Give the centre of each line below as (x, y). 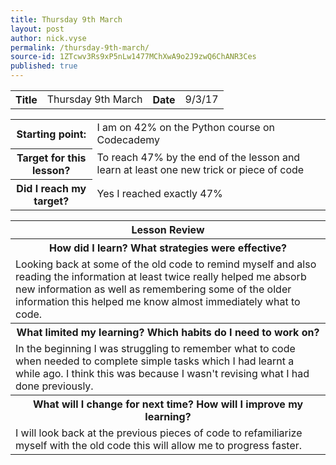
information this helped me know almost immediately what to (158, 301)
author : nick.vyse (48, 38)
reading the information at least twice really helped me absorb (161, 276)
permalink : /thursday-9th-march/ (80, 47)
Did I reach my (51, 188)
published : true (44, 66)
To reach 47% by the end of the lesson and (198, 157)
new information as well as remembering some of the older (153, 289)
